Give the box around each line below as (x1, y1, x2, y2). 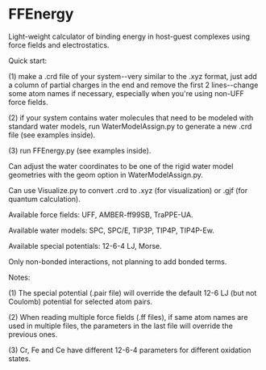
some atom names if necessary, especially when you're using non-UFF (8, 88, 244, 98)
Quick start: (8, 56, 47, 65)
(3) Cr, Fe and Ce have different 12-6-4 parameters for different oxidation (8, 345, 251, 355)
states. (8, 353, 31, 364)
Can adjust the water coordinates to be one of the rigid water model (8, 161, 234, 170)
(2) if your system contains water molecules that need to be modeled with (8, 112, 254, 122)
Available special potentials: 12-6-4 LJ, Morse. (8, 241, 163, 250)
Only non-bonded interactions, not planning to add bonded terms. (8, 256, 227, 267)
